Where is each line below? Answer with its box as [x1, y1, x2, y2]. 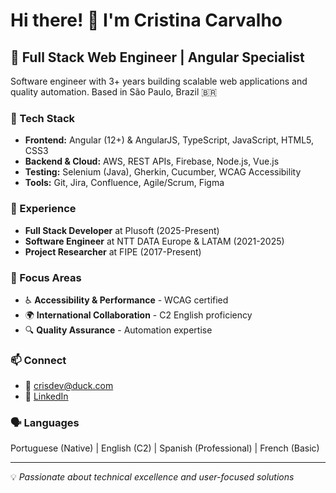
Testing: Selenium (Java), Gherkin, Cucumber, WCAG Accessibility [24, 166, 302, 178]
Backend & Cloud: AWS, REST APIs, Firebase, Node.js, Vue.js [24, 155, 280, 168]
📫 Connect [10, 353, 67, 367]
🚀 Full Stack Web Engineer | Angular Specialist [10, 49, 305, 66]
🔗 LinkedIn [24, 390, 69, 403]
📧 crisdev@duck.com [24, 380, 114, 392]
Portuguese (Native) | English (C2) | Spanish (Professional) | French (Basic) [10, 442, 320, 454]
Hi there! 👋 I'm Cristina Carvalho [10, 9, 283, 32]
